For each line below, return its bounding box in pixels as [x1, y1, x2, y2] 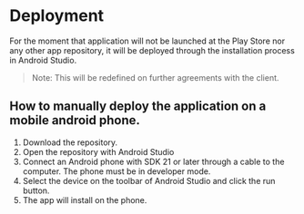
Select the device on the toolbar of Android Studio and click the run [22, 175, 276, 186]
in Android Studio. [9, 54, 77, 65]
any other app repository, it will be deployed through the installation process [9, 44, 296, 55]
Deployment [9, 5, 105, 26]
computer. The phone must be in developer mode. [22, 165, 211, 177]
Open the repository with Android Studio [22, 146, 175, 157]
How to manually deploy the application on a [9, 99, 267, 114]
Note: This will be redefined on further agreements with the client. [31, 72, 279, 83]
